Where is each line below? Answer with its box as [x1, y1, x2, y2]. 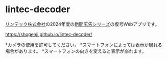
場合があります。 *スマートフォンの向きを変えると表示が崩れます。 [5, 48, 147, 54]
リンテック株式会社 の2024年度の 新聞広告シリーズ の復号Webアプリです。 [5, 21, 160, 27]
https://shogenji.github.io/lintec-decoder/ [5, 31, 92, 37]
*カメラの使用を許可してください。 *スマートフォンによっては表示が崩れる [5, 42, 162, 48]
